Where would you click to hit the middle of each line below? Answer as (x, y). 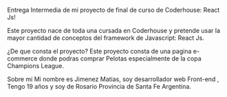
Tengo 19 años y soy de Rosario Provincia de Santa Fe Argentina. (99, 86)
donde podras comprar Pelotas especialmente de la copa (120, 58)
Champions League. (35, 66)
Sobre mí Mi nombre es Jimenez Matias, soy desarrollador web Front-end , (113, 79)
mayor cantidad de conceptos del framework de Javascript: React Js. (106, 38)
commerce (22, 58)
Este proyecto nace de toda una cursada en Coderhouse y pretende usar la (114, 31)
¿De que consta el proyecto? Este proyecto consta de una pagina (99, 51)
